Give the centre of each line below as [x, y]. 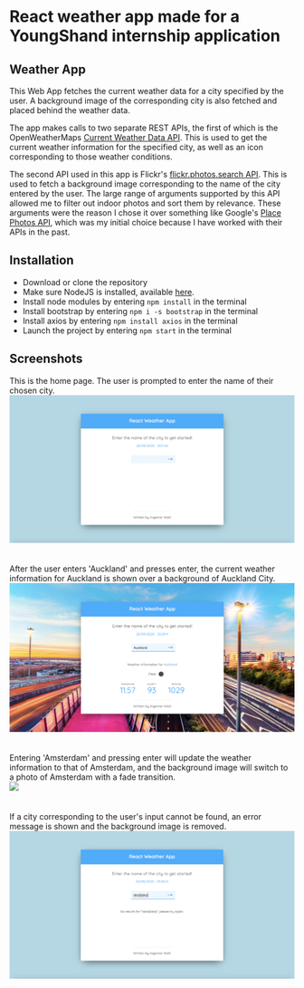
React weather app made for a [124, 17]
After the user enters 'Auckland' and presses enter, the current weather [142, 569]
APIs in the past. [40, 232]
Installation [42, 260]
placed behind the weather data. [70, 110]
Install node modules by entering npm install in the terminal [134, 302]
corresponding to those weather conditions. [91, 157]
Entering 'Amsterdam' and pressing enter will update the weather [130, 757]
